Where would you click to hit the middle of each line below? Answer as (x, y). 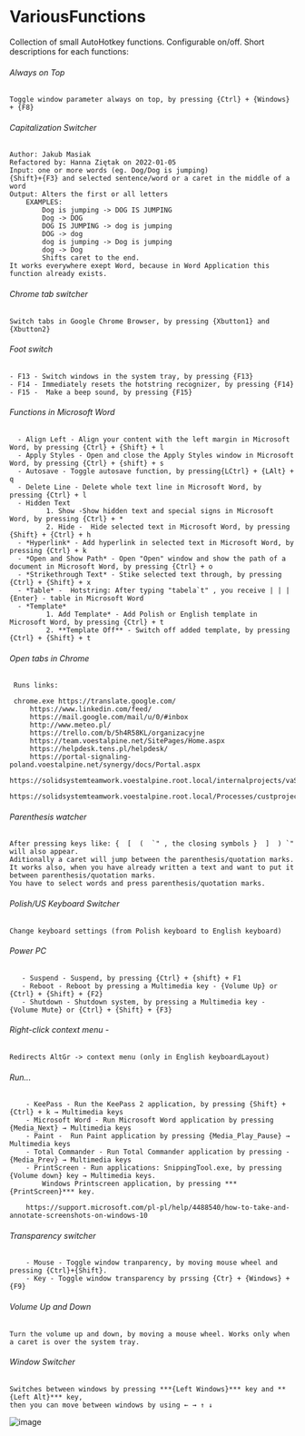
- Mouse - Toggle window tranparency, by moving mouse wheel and (152, 1263)
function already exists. (58, 274)
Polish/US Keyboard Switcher (64, 903)
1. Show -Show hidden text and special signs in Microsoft (160, 510)
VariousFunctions (78, 17)
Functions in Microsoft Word (62, 412)
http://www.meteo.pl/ (70, 725)
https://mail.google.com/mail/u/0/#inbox (109, 718)
